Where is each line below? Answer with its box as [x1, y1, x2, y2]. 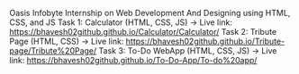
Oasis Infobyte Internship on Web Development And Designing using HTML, [9, 8, 291, 18]
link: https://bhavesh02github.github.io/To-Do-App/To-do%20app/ [9, 55, 258, 65]
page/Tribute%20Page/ [9, 45, 97, 56]
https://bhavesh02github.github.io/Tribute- [125, 36, 285, 46]
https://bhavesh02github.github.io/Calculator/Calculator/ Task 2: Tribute [9, 27, 277, 37]
